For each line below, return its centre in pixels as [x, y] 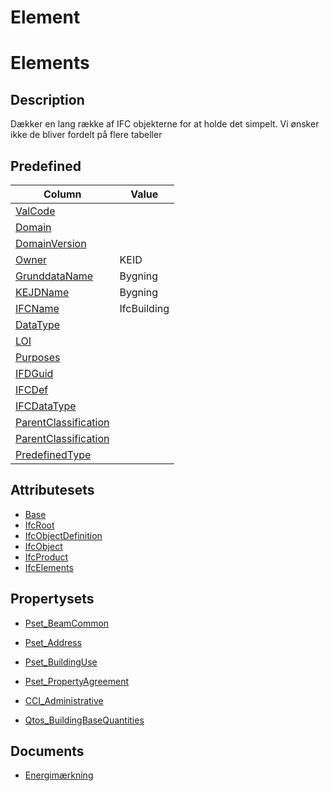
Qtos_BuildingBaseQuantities [84, 720]
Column [62, 194]
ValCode [35, 211]
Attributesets [52, 490]
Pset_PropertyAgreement [76, 681]
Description [47, 99]
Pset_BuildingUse [61, 662]
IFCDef [32, 389]
